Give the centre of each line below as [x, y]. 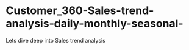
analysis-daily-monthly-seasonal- [94, 23]
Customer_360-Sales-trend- [80, 11]
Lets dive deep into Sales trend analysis [56, 40]
